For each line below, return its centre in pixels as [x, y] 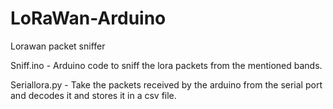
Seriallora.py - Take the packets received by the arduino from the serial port [166, 84]
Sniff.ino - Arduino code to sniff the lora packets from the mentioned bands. [166, 65]
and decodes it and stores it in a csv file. [93, 95]
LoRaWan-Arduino [88, 18]
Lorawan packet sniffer [58, 46]
